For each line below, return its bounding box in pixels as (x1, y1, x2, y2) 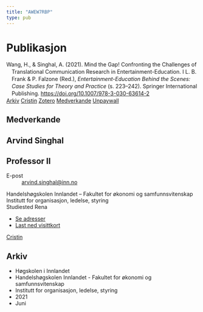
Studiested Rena (6, 204, 47, 211)
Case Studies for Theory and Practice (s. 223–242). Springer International (12, 83, 198, 90)
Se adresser (15, 215, 46, 222)
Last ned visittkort (15, 222, 61, 229)
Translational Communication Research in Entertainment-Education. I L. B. (12, 68, 197, 76)
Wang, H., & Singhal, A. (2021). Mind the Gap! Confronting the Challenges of (6, 61, 197, 68)
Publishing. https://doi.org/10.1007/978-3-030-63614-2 (12, 90, 150, 97)
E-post (6, 172, 23, 180)
